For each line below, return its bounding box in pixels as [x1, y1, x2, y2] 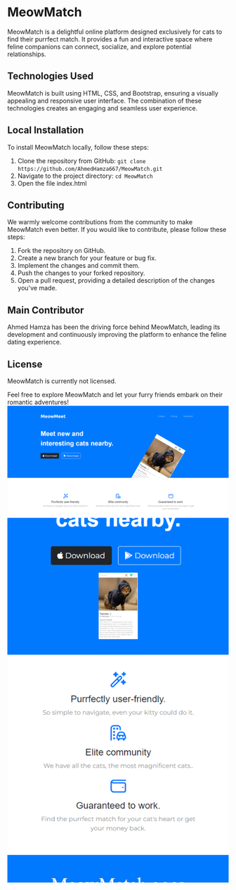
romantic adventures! [7, 398, 69, 406]
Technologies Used [7, 70, 93, 82]
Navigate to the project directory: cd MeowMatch [17, 172, 153, 180]
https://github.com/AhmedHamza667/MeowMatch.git [17, 165, 163, 172]
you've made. [17, 284, 58, 292]
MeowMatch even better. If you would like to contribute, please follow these [7, 226, 227, 234]
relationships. [7, 50, 47, 58]
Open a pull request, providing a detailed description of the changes [17, 276, 216, 285]
